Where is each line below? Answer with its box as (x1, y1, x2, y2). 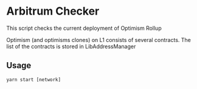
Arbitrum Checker (6, 4, 100, 18)
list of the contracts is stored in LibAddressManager (6, 43, 136, 50)
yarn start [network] (6, 76, 61, 83)
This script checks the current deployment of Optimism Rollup (6, 24, 162, 32)
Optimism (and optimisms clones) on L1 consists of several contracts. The (6, 36, 192, 43)
